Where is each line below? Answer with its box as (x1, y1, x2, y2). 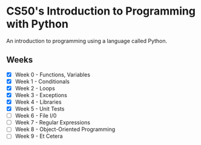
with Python (6, 17, 68, 31)
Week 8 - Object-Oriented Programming (15, 126, 116, 133)
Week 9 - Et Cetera (15, 132, 63, 140)
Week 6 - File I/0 (15, 112, 57, 120)
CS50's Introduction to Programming (6, 4, 196, 18)
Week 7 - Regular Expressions (15, 119, 91, 126)
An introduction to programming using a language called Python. (6, 37, 168, 44)
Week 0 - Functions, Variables (15, 71, 91, 78)
